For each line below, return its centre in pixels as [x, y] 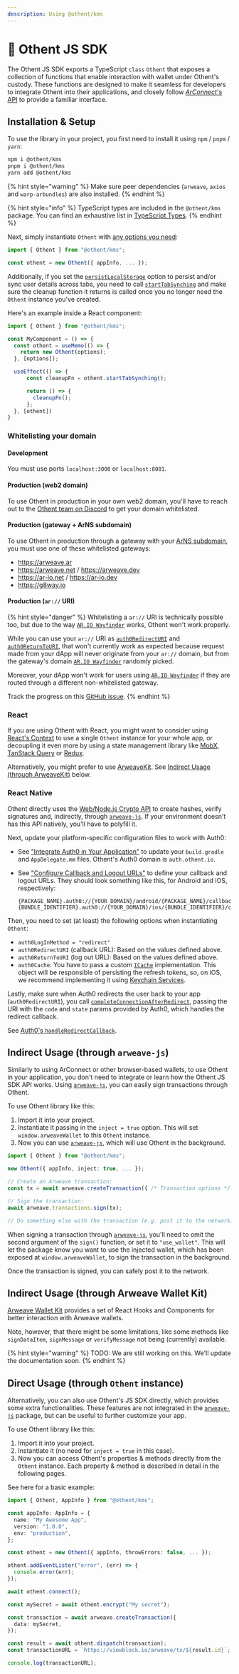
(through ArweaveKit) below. [49, 775]
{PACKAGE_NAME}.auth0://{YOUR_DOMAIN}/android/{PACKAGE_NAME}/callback [126, 901]
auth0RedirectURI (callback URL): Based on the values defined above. [120, 949]
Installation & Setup [52, 122]
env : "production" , [43, 1533]
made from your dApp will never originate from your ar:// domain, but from [118, 653]
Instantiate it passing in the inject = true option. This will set [108, 1128]
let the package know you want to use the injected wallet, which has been [116, 1250]
